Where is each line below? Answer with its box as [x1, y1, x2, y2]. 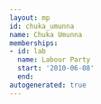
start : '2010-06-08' [17, 64, 95, 73]
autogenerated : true [9, 80, 87, 90]
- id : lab [9, 47, 47, 56]
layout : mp [9, 13, 50, 23]
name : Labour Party [17, 55, 91, 64]
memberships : [9, 38, 59, 48]
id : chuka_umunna [9, 22, 75, 31]
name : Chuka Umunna [9, 30, 83, 39]
